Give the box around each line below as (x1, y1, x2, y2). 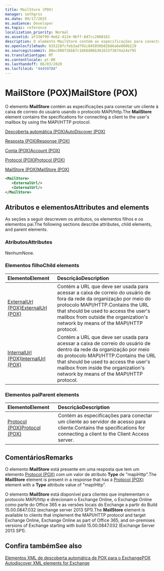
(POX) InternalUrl (7, 355, 46, 362)
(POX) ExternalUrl (7, 304, 47, 311)
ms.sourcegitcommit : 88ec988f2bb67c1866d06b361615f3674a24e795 (5, 48, 137, 53)
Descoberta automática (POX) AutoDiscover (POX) (5, 128, 106, 135)
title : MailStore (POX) (5, 7, 54, 12)
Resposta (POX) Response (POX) (5, 138, 70, 144)
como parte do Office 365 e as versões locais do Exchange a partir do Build (5, 502, 158, 507)
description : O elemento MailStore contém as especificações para (5, 39, 143, 44)
